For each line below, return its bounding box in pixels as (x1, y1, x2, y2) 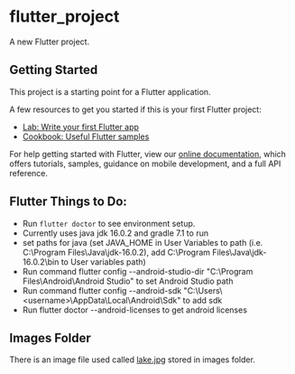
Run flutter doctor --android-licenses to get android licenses (22, 304, 248, 315)
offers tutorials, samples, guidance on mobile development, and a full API (9, 158, 281, 169)
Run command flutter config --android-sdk (22, 285, 182, 295)
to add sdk (182, 295, 223, 305)
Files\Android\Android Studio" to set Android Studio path (22, 276, 234, 286)
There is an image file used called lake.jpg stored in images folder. (9, 354, 255, 365)
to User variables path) (60, 256, 146, 267)
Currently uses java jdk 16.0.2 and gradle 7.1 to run (22, 228, 209, 238)
